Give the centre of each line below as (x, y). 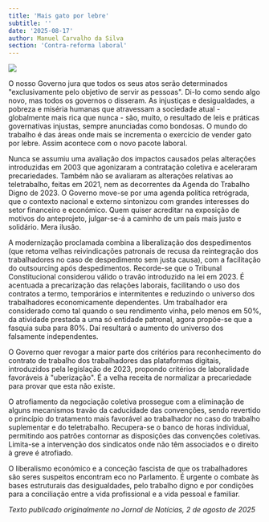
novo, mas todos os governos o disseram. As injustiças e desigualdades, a (132, 100)
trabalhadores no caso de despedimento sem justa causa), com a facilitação (134, 260)
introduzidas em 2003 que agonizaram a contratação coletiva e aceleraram (133, 167)
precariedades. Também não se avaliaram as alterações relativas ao (121, 176)
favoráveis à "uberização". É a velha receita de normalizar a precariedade (130, 377)
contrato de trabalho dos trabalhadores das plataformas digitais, (115, 361)
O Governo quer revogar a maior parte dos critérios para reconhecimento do (135, 352)
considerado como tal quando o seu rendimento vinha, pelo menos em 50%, (135, 311)
